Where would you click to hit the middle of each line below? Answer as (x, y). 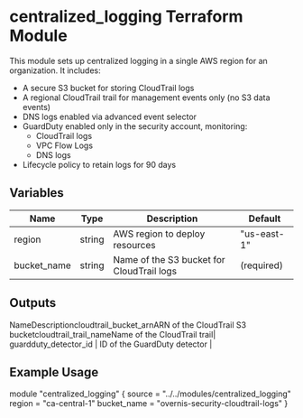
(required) (262, 265)
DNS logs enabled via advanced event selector (109, 116)
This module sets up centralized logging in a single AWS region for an (138, 60)
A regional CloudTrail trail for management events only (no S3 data (146, 98)
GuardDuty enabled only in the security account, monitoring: (135, 126)
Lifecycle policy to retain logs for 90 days (99, 164)
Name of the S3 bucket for (169, 259)
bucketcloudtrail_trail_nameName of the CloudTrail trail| (113, 334)
